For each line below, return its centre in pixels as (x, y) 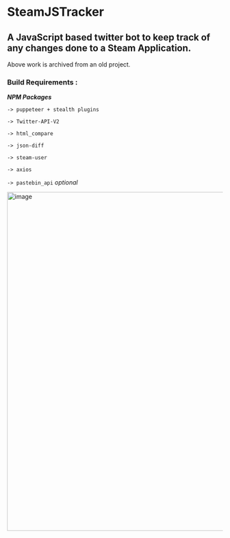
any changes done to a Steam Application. (99, 48)
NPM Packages (29, 97)
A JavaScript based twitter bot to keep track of (109, 37)
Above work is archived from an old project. (69, 65)
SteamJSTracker (56, 12)
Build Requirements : (42, 82)
